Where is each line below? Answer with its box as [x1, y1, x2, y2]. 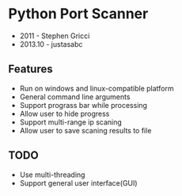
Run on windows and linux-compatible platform [19, 83, 174, 93]
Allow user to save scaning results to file [19, 125, 152, 135]
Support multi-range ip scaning [19, 117, 123, 127]
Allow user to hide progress [19, 109, 110, 118]
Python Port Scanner [8, 5, 149, 23]
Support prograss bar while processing [19, 100, 148, 110]
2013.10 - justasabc [19, 39, 83, 48]
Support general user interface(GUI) [19, 178, 138, 187]
